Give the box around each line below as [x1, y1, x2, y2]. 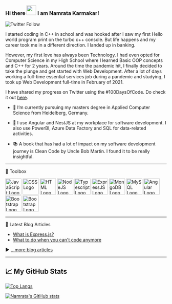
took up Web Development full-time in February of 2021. [5, 79, 124, 85]
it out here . [5, 95, 28, 101]
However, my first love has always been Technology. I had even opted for [5, 52, 160, 58]
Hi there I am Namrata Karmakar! [5, 9, 99, 16]
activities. [12, 131, 33, 137]
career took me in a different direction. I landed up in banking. [5, 42, 136, 48]
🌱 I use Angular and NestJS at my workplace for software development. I [12, 120, 166, 126]
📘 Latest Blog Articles [5, 222, 51, 228]
